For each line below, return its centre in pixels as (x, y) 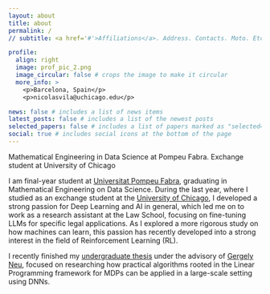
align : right (37, 60)
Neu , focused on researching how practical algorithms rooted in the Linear (132, 264)
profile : (23, 53)
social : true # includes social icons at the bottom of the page (120, 134)
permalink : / (30, 30)
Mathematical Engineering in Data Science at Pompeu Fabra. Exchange (126, 156)
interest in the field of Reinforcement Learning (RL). (93, 240)
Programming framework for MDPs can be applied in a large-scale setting (131, 272)
